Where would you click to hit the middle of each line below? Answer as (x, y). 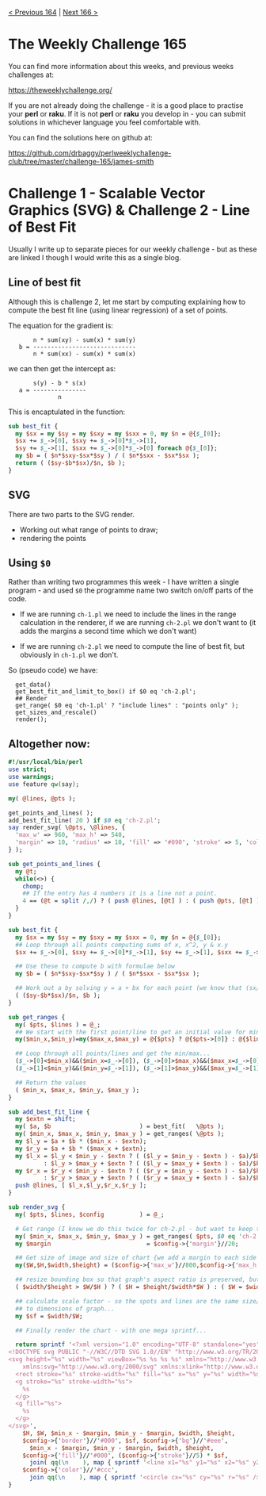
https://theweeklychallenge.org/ (60, 90)
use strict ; (28, 769)
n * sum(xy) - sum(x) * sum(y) (84, 340)
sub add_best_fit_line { (49, 1112)
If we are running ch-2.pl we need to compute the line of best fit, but (132, 646)
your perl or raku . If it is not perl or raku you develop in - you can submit (127, 113)
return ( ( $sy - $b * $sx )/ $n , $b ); (70, 463)
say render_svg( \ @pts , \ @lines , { (67, 828)
